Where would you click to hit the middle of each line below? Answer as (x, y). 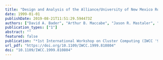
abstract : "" (18, 32)
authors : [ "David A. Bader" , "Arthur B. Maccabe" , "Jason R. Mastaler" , (80, 23)
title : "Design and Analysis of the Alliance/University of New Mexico (79, 9)
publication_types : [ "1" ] (31, 28)
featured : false (21, 37)
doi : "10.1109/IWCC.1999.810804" (39, 50)
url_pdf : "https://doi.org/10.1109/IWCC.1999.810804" (61, 45)
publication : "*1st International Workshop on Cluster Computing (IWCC (79, 41)
